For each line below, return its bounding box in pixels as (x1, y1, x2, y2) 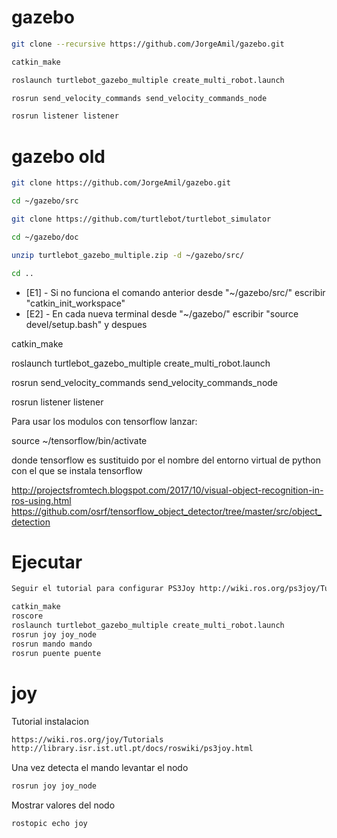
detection (11, 516, 51, 528)
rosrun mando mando (11, 639, 93, 649)
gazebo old (11, 145, 106, 168)
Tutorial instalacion (11, 715, 89, 727)
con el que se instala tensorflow (11, 464, 143, 476)
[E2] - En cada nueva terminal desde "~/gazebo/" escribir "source (25, 307, 299, 320)
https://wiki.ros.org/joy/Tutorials (11, 734, 164, 745)
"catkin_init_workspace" (25, 297, 126, 309)
